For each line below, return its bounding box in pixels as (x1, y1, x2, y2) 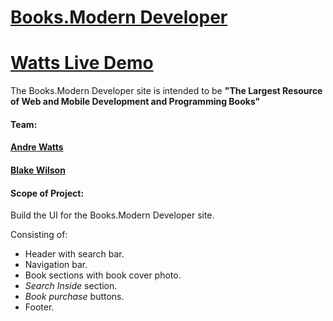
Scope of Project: (10, 187, 85, 199)
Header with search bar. (24, 248, 125, 260)
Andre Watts (10, 141, 64, 153)
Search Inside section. (24, 280, 118, 292)
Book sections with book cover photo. (24, 269, 182, 281)
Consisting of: (10, 229, 68, 241)
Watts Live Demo (10, 52, 154, 75)
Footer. (24, 301, 55, 313)
